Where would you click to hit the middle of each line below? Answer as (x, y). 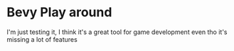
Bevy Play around (59, 12)
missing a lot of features (42, 39)
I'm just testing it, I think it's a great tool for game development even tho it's (117, 32)
